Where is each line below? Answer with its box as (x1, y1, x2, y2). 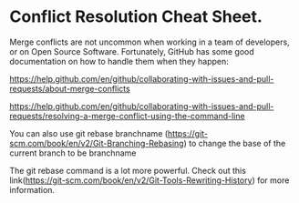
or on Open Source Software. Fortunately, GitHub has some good (9, 46, 255, 56)
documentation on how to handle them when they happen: (9, 56, 230, 66)
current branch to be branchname (9, 147, 137, 158)
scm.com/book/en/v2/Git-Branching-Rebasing (9, 137, 184, 148)
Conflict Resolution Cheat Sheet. (9, 6, 263, 27)
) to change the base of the (183, 137, 286, 148)
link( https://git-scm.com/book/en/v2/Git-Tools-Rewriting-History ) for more (9, 175, 290, 186)
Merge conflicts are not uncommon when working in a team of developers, (9, 36, 290, 47)
